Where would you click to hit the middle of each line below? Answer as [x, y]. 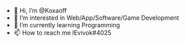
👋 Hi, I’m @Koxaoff [40, 11]
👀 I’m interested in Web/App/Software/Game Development [96, 18]
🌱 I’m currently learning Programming [67, 25]
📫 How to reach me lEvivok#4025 [62, 33]
